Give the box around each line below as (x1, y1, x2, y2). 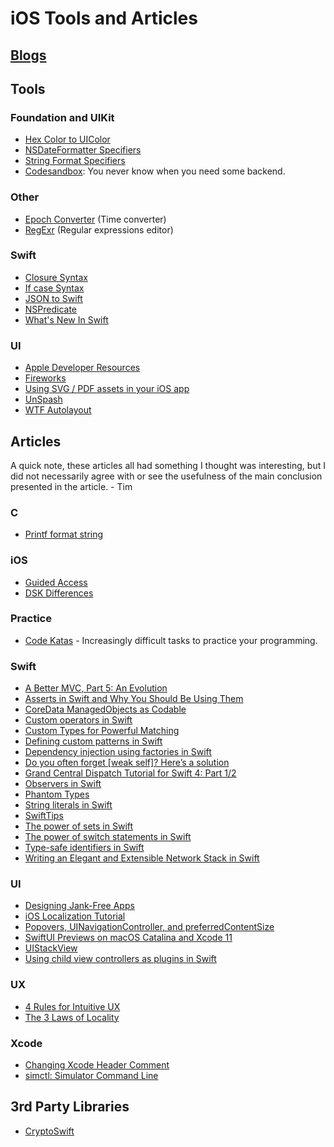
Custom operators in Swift (24, 714, 133, 726)
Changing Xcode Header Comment (24, 1059, 170, 1071)
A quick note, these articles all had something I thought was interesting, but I (10, 459, 326, 471)
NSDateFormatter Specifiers (24, 144, 142, 156)
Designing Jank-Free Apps (24, 900, 135, 912)
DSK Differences (24, 587, 94, 599)
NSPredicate (24, 303, 78, 315)
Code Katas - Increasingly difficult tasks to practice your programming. (24, 634, 318, 646)
